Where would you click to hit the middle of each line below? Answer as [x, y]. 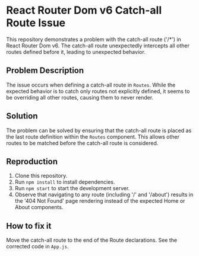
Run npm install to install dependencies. [65, 182]
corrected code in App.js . [37, 247]
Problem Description [45, 71]
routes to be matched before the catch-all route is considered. [82, 143]
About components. [39, 207]
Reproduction [32, 161]
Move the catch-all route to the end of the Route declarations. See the [91, 240]
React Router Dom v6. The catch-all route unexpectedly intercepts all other [98, 46]
